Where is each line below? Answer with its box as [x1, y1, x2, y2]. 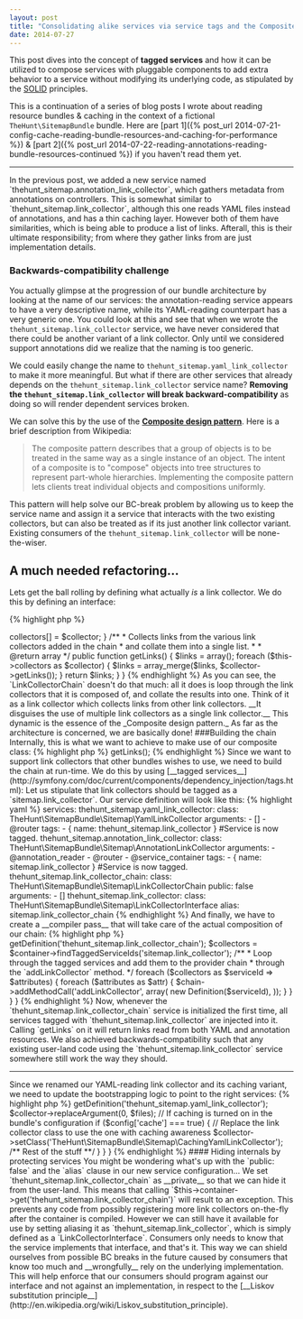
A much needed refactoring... [9, 563, 179, 578]
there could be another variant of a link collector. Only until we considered [9, 333, 285, 344]
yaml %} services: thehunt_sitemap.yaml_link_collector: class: [9, 804, 239, 815]
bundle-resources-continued [9, 149, 117, 160]
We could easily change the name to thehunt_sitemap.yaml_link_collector [9, 360, 289, 371]
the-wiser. [9, 537, 48, 548]
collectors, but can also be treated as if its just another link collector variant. [9, 518, 291, 529]
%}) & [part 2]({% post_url [9, 139, 107, 150]
